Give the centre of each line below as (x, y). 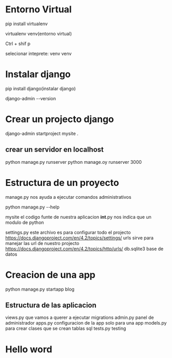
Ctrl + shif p (18, 43)
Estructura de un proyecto (62, 183)
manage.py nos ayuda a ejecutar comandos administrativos (69, 197)
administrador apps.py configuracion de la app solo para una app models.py (86, 323)
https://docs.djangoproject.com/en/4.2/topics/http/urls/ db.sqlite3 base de (84, 249)
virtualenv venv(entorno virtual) (39, 33)
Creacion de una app (51, 275)
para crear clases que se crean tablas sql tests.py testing (66, 328)
